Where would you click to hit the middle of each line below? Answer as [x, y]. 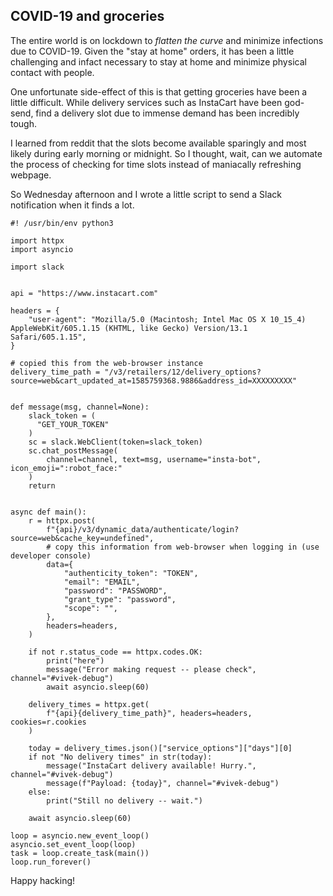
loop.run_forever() [51, 862]
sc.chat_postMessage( [73, 450]
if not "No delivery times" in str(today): [120, 757]
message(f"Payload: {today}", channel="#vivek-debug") [163, 783]
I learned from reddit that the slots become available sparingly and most [158, 143]
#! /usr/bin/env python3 [62, 223]
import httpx [37, 240]
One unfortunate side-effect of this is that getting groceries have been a [159, 91]
